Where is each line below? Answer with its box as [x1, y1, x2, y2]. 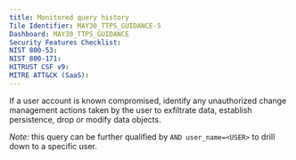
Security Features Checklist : [9, 37, 122, 47]
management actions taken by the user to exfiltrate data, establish [9, 104, 252, 116]
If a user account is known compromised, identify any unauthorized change [9, 95, 287, 106]
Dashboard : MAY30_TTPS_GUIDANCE [9, 29, 129, 38]
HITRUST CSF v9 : [9, 63, 70, 72]
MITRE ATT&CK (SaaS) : [9, 71, 90, 80]
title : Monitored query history [9, 12, 129, 22]
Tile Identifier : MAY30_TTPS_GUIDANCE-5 [9, 21, 162, 30]
